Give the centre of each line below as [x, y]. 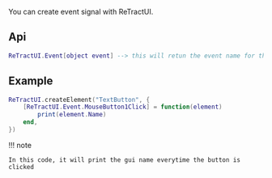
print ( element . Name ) [72, 115]
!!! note [20, 145]
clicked [21, 167]
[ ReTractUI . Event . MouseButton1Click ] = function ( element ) [123, 107]
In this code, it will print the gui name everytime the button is [125, 160]
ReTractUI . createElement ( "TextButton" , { [79, 100]
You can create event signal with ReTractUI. [81, 12]
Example [31, 81]
